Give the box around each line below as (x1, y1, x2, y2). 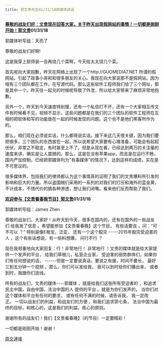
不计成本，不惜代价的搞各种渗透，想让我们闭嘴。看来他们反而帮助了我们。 (5, 185, 155, 191)
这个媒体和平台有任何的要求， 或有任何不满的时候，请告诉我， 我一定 (5, 292, 144, 298)
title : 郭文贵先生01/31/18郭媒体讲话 (5, 7, 75, 12)
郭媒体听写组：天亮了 (5, 38, 48, 43)
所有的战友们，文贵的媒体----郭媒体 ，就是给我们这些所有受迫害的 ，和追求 (5, 280, 157, 286)
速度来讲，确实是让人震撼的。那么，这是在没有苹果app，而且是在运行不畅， (5, 151, 159, 156)
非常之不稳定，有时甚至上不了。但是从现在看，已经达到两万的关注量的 (18, 145, 159, 151)
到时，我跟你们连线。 (5, 270, 48, 276)
